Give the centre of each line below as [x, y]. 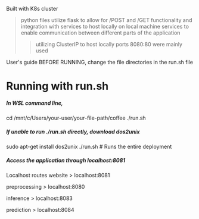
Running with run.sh [57, 86]
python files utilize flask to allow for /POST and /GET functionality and [106, 20]
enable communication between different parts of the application [100, 33]
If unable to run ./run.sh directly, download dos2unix [73, 132]
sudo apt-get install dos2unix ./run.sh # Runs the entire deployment [89, 147]
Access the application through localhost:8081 [66, 160]
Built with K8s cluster [32, 9]
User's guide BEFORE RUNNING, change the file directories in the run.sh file [100, 62]
